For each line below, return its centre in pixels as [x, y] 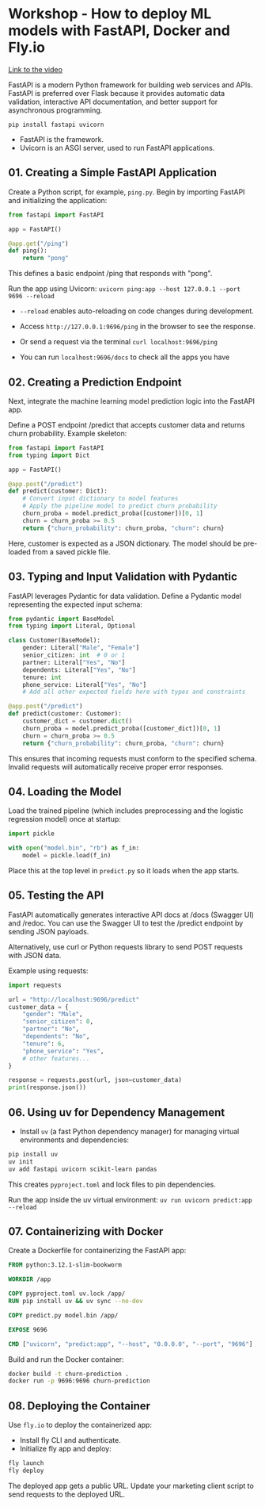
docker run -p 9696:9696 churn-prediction [79, 1381]
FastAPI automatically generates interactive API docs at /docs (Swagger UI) [131, 915]
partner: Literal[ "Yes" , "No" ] [74, 662]
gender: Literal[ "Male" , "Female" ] [81, 648]
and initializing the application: [58, 200]
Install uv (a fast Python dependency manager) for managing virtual [129, 1131]
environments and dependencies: [74, 1140]
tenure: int [42, 677]
